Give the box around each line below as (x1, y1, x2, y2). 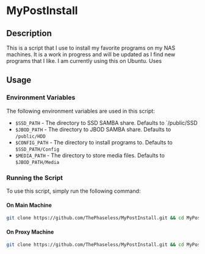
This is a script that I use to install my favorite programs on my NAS (6, 44, 176, 51)
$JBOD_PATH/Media (15, 159, 60, 165)
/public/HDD (15, 133, 46, 140)
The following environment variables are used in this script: (6, 107, 156, 114)
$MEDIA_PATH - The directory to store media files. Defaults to (15, 151, 165, 159)
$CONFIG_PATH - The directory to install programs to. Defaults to (15, 138, 173, 146)
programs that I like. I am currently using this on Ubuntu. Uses (6, 58, 162, 64)
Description (6, 28, 52, 39)
